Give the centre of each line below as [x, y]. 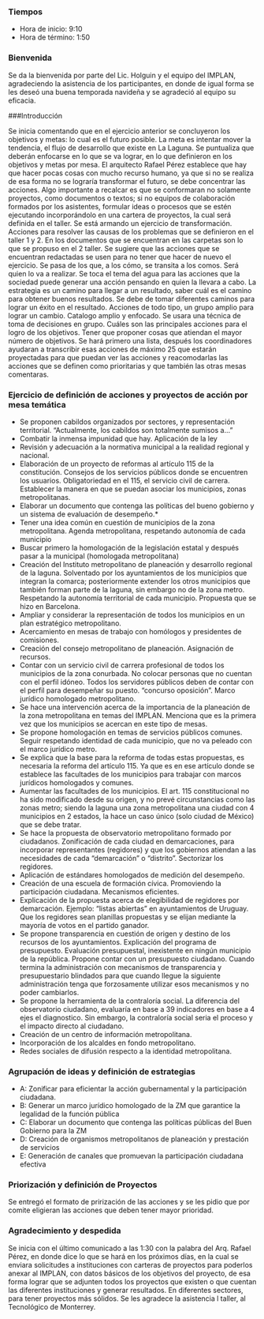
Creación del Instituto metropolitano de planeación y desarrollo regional [136, 564]
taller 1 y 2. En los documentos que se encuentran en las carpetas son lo [126, 240]
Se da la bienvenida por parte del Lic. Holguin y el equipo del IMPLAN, [122, 75]
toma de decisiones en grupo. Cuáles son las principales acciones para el [128, 324]
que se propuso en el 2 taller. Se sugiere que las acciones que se [114, 248]
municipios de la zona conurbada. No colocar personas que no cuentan [136, 673]
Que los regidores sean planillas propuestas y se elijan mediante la [128, 917]
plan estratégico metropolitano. [71, 623]
